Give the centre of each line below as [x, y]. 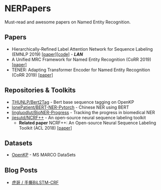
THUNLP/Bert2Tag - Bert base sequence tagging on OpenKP [73, 102]
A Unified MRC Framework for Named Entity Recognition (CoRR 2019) [81, 59]
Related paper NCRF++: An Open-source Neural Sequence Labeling [88, 123]
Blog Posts [21, 170]
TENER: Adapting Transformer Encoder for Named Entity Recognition [81, 70]
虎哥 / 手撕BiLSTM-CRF [35, 183]
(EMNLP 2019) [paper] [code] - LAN [47, 54]
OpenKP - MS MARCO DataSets [44, 155]
